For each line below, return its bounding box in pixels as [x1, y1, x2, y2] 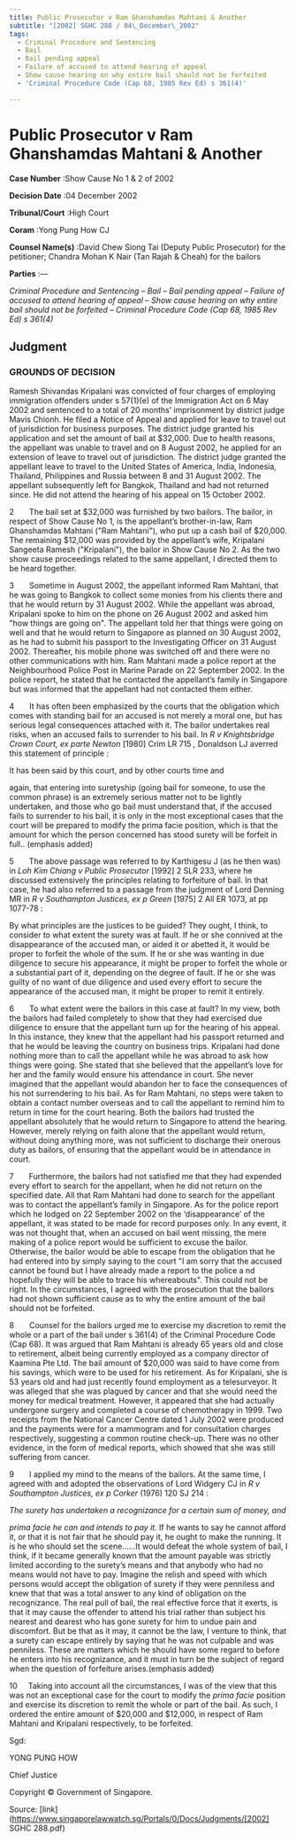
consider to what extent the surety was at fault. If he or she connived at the [9, 929, 283, 940]
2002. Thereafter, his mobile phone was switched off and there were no [9, 646, 271, 657]
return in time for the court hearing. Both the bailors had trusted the [9, 1107, 254, 1117]
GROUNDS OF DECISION [9, 365, 116, 377]
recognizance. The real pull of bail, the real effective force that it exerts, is [9, 1597, 278, 1608]
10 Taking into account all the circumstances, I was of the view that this [9, 1681, 277, 1691]
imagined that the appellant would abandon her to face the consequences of [9, 1078, 288, 1090]
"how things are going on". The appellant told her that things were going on [9, 618, 284, 629]
